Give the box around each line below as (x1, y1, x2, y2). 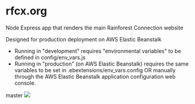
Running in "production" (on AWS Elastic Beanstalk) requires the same (14, 60, 189, 67)
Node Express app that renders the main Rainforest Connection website (5, 24, 184, 31)
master (5, 91, 23, 99)
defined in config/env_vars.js (14, 54, 85, 61)
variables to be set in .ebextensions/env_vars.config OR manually (14, 66, 176, 73)
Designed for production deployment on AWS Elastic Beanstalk (5, 35, 162, 43)
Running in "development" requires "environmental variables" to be (14, 47, 181, 55)
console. (14, 79, 36, 87)
